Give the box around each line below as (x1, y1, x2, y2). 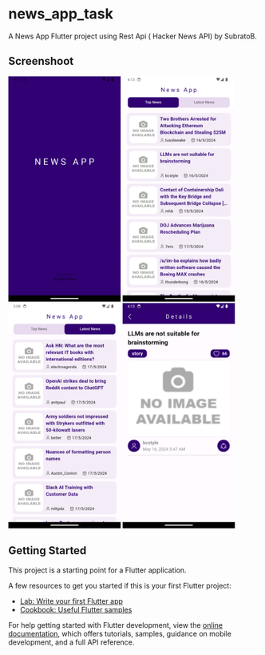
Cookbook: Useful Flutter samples (19, 605, 132, 614)
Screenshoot (8, 54, 74, 68)
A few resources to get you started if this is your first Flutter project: (8, 581, 231, 590)
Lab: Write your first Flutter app (19, 596, 124, 605)
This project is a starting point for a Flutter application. (8, 565, 187, 575)
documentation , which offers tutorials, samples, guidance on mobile (8, 629, 231, 638)
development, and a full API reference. (8, 637, 135, 647)
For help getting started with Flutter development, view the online (8, 620, 223, 629)
